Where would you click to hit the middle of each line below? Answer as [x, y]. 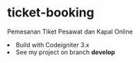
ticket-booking [51, 13]
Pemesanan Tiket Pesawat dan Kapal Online [70, 32]
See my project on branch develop [66, 52]
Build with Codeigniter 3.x [53, 45]
